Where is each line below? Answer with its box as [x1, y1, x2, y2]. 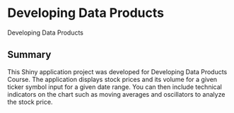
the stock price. [7, 97, 53, 106]
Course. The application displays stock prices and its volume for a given [7, 75, 218, 83]
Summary [7, 49, 52, 61]
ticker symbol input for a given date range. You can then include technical [7, 83, 223, 91]
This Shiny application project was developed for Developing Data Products [7, 67, 228, 76]
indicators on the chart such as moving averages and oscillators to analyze [7, 90, 226, 98]
